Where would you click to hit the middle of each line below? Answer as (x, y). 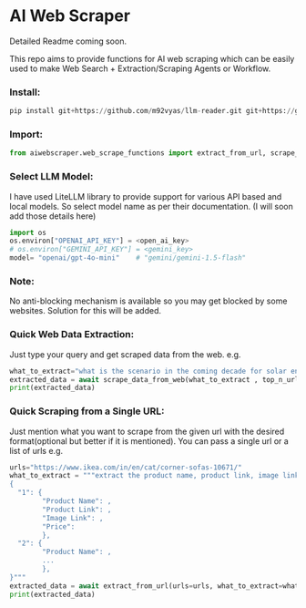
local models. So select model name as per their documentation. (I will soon (152, 206)
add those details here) (53, 216)
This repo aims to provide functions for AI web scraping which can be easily (152, 58)
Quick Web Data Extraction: (72, 335)
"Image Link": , (73, 518)
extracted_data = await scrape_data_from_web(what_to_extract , (134, 379)
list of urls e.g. (36, 450)
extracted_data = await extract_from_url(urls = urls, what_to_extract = (146, 586)
